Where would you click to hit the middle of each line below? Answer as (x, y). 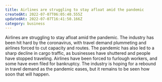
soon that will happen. (28, 74)
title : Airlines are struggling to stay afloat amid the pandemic (75, 10)
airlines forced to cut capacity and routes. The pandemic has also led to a (80, 48)
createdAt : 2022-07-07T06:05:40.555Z (44, 14)
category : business (25, 23)
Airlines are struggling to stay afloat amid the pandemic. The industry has (80, 38)
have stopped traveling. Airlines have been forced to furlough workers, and (81, 59)
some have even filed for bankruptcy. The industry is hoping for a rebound (81, 64)
